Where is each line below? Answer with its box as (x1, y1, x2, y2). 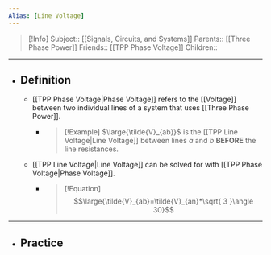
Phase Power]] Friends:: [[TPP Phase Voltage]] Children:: (27, 42, 218, 52)
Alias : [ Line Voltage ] (8, 11, 85, 20)
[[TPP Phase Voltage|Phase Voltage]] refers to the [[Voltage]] (31, 94, 236, 105)
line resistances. (64, 144, 119, 154)
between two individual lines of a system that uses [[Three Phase (31, 103, 250, 113)
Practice (19, 236, 64, 249)
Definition (19, 73, 71, 87)
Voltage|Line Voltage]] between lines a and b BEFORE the (64, 136, 256, 146)
